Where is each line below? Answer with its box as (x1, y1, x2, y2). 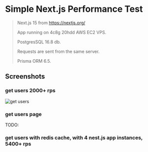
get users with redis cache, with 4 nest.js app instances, (5, 134, 143, 141)
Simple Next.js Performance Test (5, 3, 143, 15)
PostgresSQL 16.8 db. (17, 38, 61, 45)
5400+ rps (5, 140, 31, 147)
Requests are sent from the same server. (17, 48, 100, 54)
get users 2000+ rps (5, 87, 56, 94)
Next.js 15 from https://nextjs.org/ (17, 20, 86, 26)
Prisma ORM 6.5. (17, 58, 52, 64)
